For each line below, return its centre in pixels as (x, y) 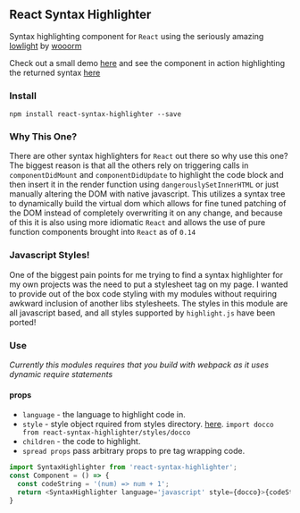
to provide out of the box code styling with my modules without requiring (143, 293)
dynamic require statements (61, 374)
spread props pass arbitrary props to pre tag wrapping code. (133, 451)
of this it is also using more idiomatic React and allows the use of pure (137, 223)
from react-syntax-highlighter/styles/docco (106, 433)
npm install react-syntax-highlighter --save (95, 114)
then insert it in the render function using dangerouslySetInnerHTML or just (144, 185)
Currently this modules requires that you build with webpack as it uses (139, 365)
